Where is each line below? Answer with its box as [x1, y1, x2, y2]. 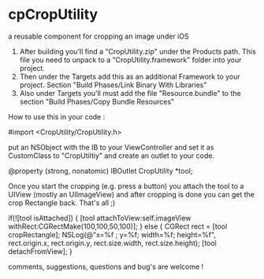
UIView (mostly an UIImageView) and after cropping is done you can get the [8, 189, 255, 199]
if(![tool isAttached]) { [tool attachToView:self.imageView [8, 213, 191, 222]
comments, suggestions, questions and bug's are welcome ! [8, 262, 204, 271]
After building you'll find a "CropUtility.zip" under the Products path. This [19, 46, 256, 56]
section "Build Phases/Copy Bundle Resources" [19, 97, 175, 106]
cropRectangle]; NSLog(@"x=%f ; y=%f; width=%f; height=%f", [8, 229, 217, 239]
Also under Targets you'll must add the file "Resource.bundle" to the [19, 88, 242, 97]
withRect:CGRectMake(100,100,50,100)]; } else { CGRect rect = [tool [8, 222, 228, 231]
